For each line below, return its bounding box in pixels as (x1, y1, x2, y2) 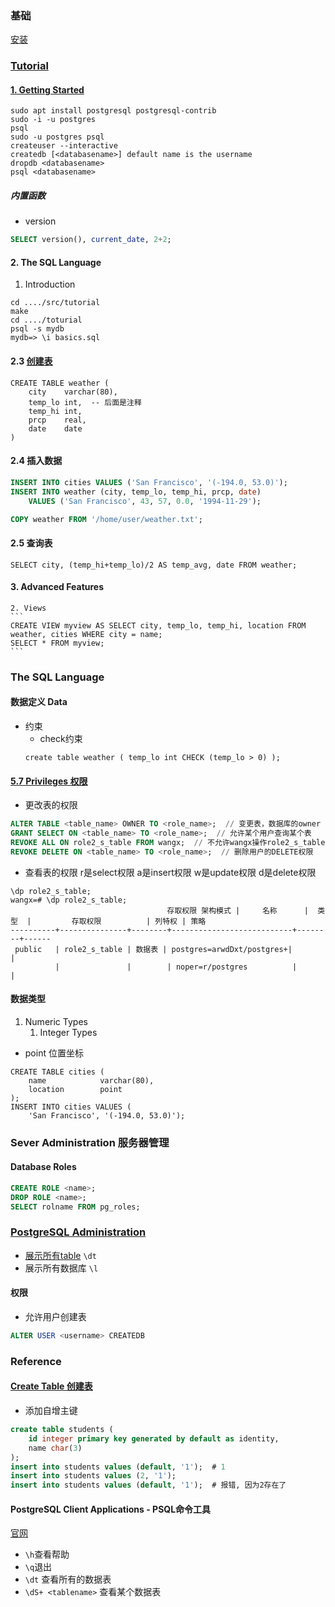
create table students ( (10, 1425, 114, 1435)
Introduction (24, 278, 76, 291)
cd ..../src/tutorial (10, 298, 101, 308)
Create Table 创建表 (10, 1380, 93, 1392)
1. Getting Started (10, 83, 85, 96)
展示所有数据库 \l (24, 1262, 99, 1274)
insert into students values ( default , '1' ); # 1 (10, 1462, 226, 1472)
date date (28, 423, 83, 434)
